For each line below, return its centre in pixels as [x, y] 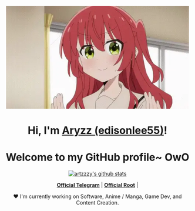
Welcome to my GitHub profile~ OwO [97, 157]
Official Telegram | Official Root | [97, 185]
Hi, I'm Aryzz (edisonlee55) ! [97, 131]
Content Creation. [97, 203]
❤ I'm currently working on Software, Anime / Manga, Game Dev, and [97, 196]
